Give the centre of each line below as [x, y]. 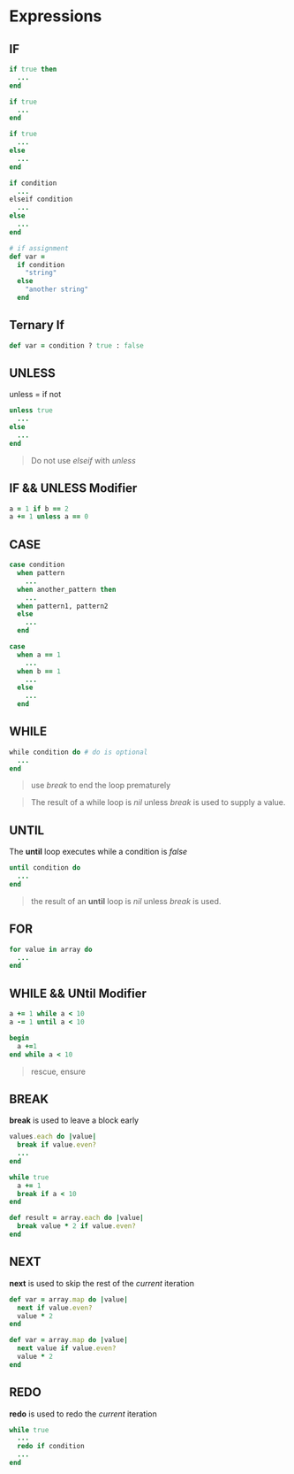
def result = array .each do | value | [76, 1218]
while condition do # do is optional [79, 752]
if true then [33, 69]
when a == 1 [39, 655]
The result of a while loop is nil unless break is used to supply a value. [158, 802]
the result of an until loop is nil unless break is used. [126, 901]
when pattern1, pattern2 [63, 606]
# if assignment [39, 248]
